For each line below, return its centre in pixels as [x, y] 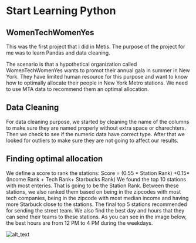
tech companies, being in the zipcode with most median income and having [97, 198]
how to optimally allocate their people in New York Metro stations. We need [97, 83]
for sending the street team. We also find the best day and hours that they [95, 210]
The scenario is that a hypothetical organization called [72, 64]
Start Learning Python [61, 11]
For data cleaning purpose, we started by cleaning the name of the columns [98, 122]
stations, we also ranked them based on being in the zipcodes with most [93, 191]
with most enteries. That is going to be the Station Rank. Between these [92, 185]
